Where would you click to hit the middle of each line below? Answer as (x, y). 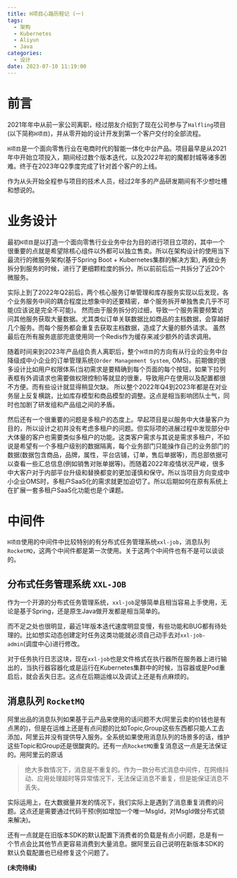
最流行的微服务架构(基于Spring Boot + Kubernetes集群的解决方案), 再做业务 (117, 259)
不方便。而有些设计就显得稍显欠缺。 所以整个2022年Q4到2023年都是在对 (114, 386)
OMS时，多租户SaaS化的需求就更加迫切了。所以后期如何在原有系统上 (127, 481)
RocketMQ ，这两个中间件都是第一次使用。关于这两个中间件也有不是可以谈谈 (116, 551)
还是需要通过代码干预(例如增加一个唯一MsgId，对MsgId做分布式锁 (128, 811)
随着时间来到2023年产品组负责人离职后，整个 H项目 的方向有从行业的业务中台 (117, 351)
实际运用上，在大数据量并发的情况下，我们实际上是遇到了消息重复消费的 (112, 802)
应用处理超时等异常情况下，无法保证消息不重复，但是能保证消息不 (133, 778)
